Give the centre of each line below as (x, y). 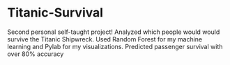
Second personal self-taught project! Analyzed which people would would (114, 32)
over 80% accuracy (36, 54)
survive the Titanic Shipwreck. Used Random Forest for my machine (105, 39)
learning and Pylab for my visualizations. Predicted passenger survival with (115, 46)
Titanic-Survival (55, 13)
